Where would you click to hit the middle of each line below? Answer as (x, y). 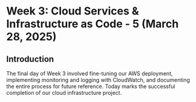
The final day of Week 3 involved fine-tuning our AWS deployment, (90, 73)
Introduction (30, 59)
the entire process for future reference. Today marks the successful (91, 86)
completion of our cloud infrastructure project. (64, 93)
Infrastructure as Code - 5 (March (93, 24)
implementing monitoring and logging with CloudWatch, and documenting (98, 80)
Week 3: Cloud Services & (73, 11)
